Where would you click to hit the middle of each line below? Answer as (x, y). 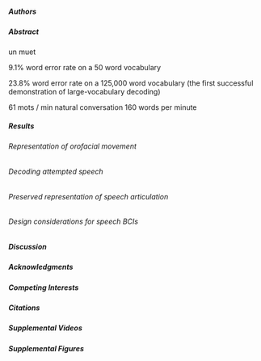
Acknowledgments (41, 267)
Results (21, 126)
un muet (22, 52)
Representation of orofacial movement (73, 146)
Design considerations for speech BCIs (74, 221)
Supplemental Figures (46, 348)
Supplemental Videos (46, 328)
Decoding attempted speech (56, 171)
